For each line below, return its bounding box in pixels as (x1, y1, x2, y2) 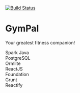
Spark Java (5, 49, 29, 56)
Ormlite (5, 60, 21, 66)
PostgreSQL (5, 55, 31, 61)
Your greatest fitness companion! (5, 39, 75, 45)
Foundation (5, 71, 29, 77)
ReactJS (5, 65, 23, 72)
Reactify (5, 82, 23, 88)
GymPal (5, 23, 39, 34)
